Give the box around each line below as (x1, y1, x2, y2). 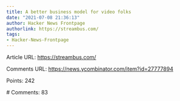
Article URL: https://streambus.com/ (6, 54, 96, 60)
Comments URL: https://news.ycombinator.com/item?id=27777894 (6, 65, 174, 73)
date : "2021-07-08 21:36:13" (6, 15, 80, 21)
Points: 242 (6, 77, 35, 84)
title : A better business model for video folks (6, 8, 132, 15)
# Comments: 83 (6, 89, 48, 96)
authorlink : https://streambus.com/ (6, 25, 99, 32)
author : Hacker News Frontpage (6, 20, 85, 26)
